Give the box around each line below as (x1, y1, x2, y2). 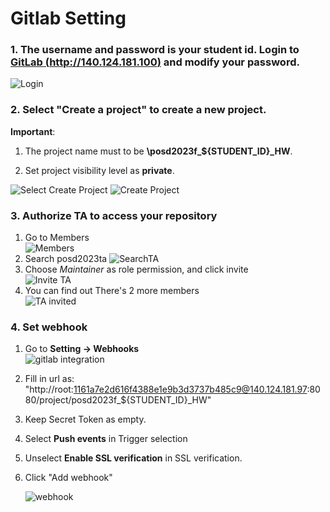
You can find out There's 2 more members (24, 285, 200, 297)
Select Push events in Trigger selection (24, 433, 188, 445)
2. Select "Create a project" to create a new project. (10, 103, 267, 117)
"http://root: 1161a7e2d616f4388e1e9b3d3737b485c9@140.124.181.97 (24, 383, 308, 396)
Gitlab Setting (10, 7, 127, 30)
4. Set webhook (10, 320, 88, 334)
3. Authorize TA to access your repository (10, 208, 218, 222)
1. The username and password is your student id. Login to (10, 43, 300, 57)
